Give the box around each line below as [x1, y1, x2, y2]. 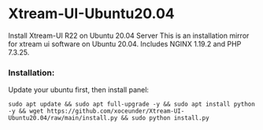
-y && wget [8, 107, 44, 115]
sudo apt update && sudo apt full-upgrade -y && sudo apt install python [8, 100, 256, 109]
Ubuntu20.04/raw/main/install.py [8, 114, 118, 122]
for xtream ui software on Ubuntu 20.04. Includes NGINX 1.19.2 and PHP [8, 39, 242, 48]
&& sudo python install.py [120, 114, 210, 122]
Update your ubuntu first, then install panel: [8, 85, 150, 95]
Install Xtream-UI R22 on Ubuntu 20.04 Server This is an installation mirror [8, 31, 250, 40]
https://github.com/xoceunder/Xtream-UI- [46, 107, 185, 115]
